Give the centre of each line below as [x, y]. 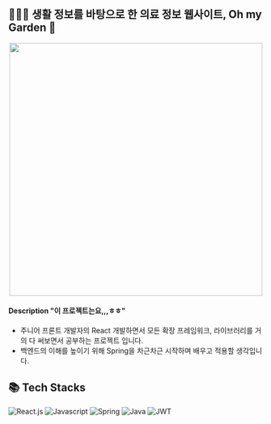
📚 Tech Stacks [47, 388]
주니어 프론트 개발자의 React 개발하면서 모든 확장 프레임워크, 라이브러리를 [136, 331]
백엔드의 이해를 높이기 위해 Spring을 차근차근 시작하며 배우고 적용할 [127, 351]
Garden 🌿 [32, 28]
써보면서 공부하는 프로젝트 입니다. [91, 341]
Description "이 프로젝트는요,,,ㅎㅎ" [67, 311]
